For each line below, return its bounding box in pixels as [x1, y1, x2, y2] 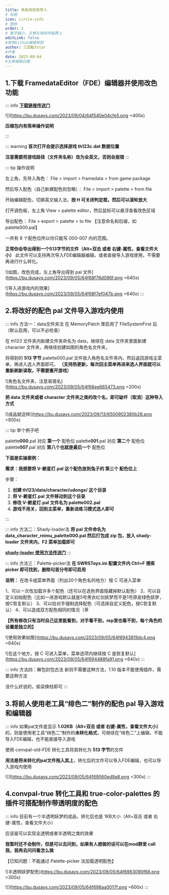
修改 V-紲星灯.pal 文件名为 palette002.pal [12, 499, 101, 506]
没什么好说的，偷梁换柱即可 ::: [5, 683, 68, 689]
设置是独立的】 [5, 623, 36, 629]
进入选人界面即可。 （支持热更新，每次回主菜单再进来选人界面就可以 [18, 361, 161, 367]
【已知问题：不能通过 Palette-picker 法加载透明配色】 [5, 858, 117, 864]
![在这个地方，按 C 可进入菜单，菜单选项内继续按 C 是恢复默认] [5, 650, 136, 657]
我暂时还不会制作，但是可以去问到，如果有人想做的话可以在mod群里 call [5, 841, 156, 847]
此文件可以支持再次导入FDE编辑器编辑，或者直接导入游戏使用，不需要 [15, 252, 160, 258]
